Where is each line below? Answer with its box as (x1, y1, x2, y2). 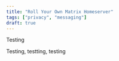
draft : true (6, 20, 36, 26)
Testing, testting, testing (6, 48, 66, 55)
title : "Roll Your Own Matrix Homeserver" (6, 8, 114, 15)
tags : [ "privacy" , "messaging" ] (6, 14, 87, 20)
